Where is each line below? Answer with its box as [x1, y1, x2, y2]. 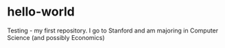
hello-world [7, 4, 75, 20]
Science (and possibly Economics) [7, 33, 105, 41]
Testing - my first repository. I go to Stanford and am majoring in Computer [7, 26, 219, 34]
